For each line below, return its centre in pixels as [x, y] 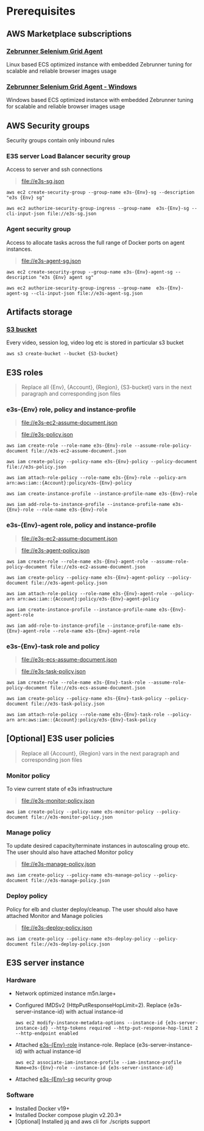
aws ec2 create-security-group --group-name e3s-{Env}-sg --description [100, 193]
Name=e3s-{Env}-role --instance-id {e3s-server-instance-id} [94, 1068]
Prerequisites [41, 11]
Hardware [21, 980]
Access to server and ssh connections [55, 170]
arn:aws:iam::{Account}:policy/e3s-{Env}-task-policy [87, 720]
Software [20, 1095]
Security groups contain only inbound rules [60, 140]
